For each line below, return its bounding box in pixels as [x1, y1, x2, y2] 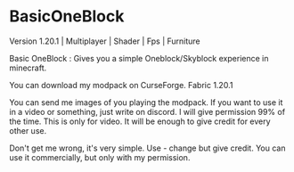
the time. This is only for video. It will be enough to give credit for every [9, 116, 271, 127]
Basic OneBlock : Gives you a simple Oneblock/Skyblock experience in [9, 53, 269, 63]
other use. [9, 125, 47, 135]
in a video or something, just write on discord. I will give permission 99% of [9, 106, 286, 117]
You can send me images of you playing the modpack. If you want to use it [9, 96, 283, 108]
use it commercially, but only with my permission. [9, 152, 191, 162]
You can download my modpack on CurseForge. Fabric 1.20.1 [9, 79, 233, 90]
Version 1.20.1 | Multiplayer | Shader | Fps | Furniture [9, 36, 200, 46]
